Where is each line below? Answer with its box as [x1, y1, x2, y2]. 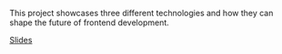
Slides [9, 35, 33, 45]
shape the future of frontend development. [9, 17, 170, 28]
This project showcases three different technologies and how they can [9, 8, 274, 18]
